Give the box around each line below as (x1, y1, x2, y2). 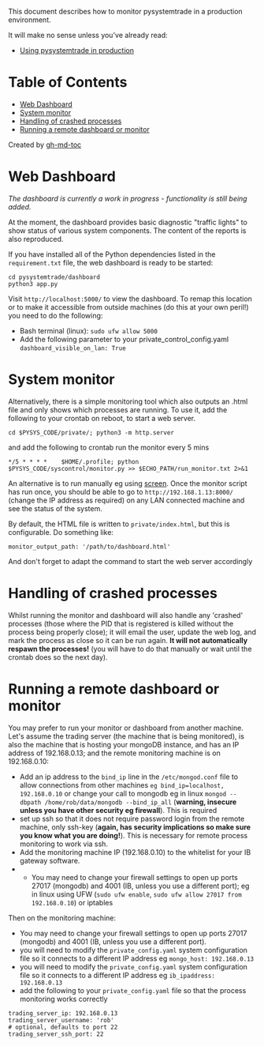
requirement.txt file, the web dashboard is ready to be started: (8, 258, 214, 267)
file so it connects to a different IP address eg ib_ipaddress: (19, 970, 215, 980)
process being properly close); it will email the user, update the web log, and (8, 627, 257, 637)
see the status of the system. (8, 503, 102, 513)
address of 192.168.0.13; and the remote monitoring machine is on (8, 748, 221, 758)
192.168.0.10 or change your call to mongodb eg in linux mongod (19, 788, 227, 798)
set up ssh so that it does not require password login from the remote (19, 814, 245, 823)
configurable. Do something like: (8, 527, 114, 536)
